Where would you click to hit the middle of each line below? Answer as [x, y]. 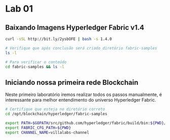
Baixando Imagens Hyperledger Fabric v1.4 [75, 28]
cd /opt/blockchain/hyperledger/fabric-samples [56, 114]
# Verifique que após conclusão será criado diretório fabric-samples [81, 48]
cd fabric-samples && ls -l [35, 67]
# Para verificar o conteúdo [36, 62]
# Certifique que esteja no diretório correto [55, 109]
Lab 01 [19, 9]
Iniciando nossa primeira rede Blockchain [72, 82]
